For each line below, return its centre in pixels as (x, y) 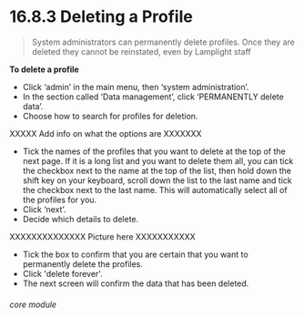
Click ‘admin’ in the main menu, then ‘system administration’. (136, 87)
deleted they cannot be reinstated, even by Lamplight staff (142, 51)
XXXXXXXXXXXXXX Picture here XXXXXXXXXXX (102, 236)
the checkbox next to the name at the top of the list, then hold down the (157, 170)
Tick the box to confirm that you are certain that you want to (135, 254)
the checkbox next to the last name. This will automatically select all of (155, 189)
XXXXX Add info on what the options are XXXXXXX (106, 133)
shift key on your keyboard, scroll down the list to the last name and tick (157, 180)
